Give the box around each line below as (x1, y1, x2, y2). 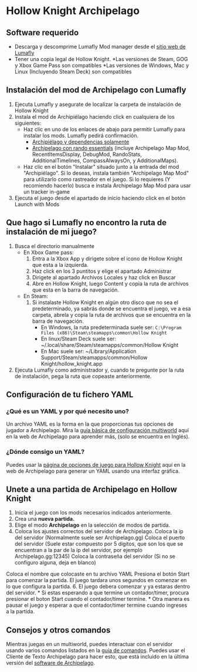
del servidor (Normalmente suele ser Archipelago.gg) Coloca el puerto (14, 534, 185, 541)
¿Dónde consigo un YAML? (6, 448, 85, 456)
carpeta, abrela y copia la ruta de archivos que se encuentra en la (32, 311, 191, 318)
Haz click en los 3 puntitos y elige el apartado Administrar (32, 268, 172, 275)
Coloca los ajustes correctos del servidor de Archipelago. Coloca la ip (14, 528, 184, 535)
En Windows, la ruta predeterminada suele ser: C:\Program (40, 323, 182, 330)
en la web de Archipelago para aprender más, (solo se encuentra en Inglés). (6, 433, 190, 440)
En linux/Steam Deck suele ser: (40, 335, 116, 342)
